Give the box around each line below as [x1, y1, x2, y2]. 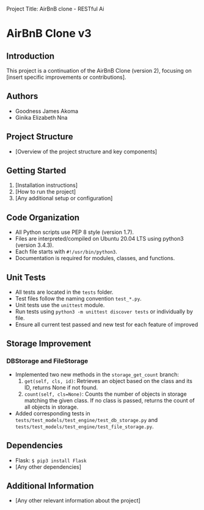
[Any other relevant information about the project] [15, 497, 140, 505]
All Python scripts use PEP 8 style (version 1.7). [15, 228, 134, 236]
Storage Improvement [6, 338, 92, 349]
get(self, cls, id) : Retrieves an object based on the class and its [24, 377, 192, 384]
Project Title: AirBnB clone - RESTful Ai [6, 5, 104, 12]
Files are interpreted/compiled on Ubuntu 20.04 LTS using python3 [15, 235, 184, 242]
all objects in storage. [24, 403, 79, 410]
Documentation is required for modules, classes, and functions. [15, 255, 175, 262]
